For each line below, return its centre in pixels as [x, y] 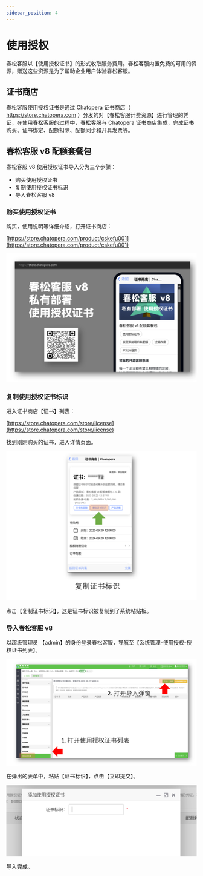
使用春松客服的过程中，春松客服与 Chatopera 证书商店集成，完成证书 [108, 123]
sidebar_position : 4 [32, 13]
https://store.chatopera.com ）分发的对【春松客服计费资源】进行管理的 [95, 115]
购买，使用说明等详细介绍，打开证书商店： [59, 227]
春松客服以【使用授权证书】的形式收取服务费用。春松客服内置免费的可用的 [99, 63]
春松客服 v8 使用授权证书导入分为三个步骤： [61, 167]
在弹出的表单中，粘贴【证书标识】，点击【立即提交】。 [72, 776]
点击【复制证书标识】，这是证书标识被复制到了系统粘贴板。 [79, 611]
